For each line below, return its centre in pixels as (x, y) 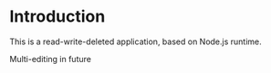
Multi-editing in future (50, 59)
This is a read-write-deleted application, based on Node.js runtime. (135, 41)
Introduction (57, 17)
